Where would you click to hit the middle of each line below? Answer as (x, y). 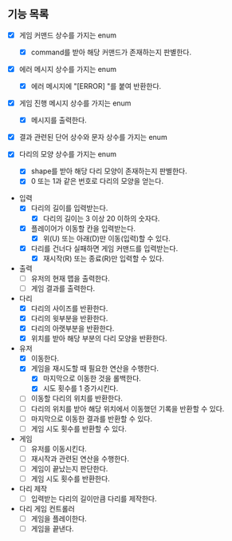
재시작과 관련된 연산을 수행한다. (80, 459)
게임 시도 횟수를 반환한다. (71, 479)
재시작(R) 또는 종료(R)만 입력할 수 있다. (103, 258)
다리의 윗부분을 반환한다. (69, 318)
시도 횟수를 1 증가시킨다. (81, 388)
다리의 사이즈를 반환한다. (69, 308)
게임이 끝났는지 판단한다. (69, 468)
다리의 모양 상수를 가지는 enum (68, 154)
